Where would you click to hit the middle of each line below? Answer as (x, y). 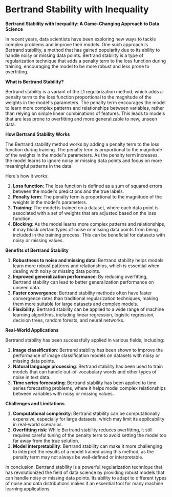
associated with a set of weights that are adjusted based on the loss (84, 213)
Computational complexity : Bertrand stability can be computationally (86, 413)
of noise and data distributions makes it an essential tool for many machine (84, 483)
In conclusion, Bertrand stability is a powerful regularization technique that (84, 467)
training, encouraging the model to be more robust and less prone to (77, 66)
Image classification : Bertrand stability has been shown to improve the (88, 350)
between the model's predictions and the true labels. (68, 191)
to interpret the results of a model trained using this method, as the (83, 451)
